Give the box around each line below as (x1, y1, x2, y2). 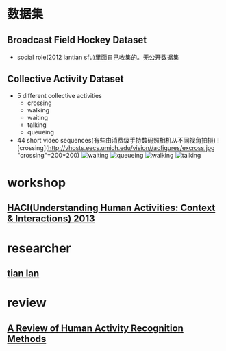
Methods (7, 333, 47, 345)
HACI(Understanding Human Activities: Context (7, 202, 216, 214)
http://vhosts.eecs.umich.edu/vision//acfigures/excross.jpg (47, 143, 215, 152)
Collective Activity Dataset (7, 73, 125, 85)
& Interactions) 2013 (7, 213, 95, 225)
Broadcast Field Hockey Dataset (7, 34, 147, 45)
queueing (27, 128, 55, 136)
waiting (27, 113, 49, 121)
